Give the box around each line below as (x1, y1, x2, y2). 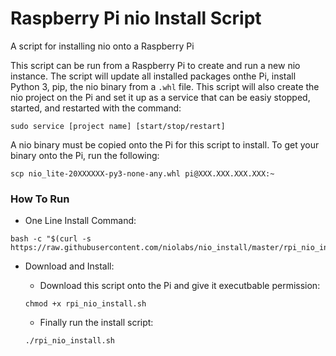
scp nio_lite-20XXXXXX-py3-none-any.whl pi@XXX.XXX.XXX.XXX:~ (10, 168, 275, 179)
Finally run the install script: (39, 317, 154, 329)
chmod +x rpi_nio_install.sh (24, 299, 147, 309)
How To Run (10, 192, 70, 206)
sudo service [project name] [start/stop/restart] (10, 121, 226, 131)
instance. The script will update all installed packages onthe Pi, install (10, 70, 297, 82)
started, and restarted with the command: (10, 102, 182, 114)
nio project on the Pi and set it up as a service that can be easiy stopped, (10, 91, 311, 103)
